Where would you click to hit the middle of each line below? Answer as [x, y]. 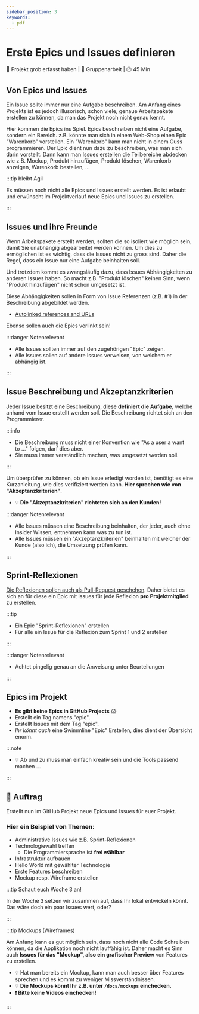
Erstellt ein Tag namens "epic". [52, 718]
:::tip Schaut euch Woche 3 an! [44, 889]
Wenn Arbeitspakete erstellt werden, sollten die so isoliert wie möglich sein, [99, 241]
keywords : [18, 17]
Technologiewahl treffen [45, 846]
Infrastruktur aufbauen [43, 859]
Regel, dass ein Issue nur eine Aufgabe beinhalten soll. [73, 260]
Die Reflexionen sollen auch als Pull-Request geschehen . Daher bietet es [95, 590]
